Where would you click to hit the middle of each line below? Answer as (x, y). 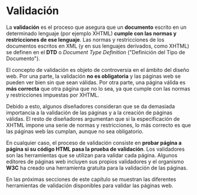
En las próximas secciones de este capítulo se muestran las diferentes (91, 179)
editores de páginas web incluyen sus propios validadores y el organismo (95, 161)
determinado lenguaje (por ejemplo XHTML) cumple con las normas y (91, 33)
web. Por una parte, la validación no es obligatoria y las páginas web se (94, 76)
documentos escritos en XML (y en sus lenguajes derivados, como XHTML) (98, 46)
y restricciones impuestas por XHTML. (53, 95)
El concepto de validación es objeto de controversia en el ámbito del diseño (98, 70)
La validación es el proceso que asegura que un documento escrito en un (96, 27)
